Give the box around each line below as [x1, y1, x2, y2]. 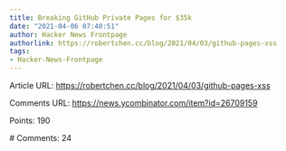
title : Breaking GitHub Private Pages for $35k [9, 13, 193, 23]
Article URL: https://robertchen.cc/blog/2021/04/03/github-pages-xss [9, 80, 271, 90]
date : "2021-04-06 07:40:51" [9, 22, 119, 31]
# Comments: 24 [9, 133, 72, 143]
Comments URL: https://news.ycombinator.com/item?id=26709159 [9, 98, 258, 109]
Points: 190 [9, 115, 51, 126]
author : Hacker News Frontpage [9, 30, 128, 39]
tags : [9, 47, 30, 56]
